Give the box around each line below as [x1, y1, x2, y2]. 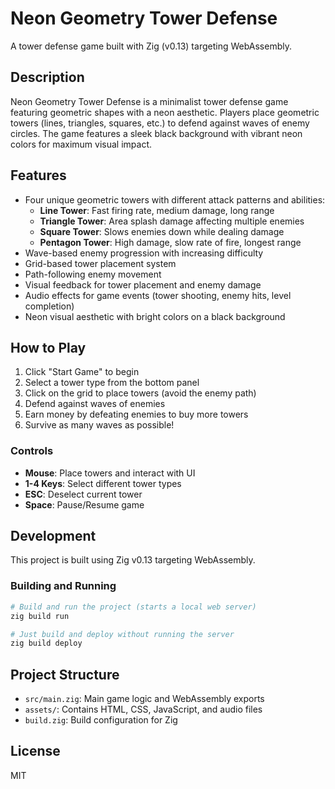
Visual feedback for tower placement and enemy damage [24, 278, 262, 291]
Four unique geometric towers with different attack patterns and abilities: [24, 193, 326, 206]
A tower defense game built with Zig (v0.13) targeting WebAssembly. [10, 40, 292, 52]
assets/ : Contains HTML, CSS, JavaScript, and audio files [24, 703, 263, 716]
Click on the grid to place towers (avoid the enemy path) [24, 387, 257, 399]
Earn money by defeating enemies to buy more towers [24, 408, 249, 421]
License [10, 743, 61, 760]
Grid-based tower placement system [24, 257, 177, 269]
